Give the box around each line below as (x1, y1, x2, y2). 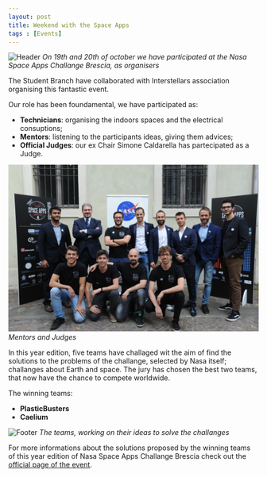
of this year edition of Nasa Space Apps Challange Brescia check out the (8, 451, 246, 460)
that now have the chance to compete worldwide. (8, 373, 171, 383)
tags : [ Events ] (8, 29, 62, 37)
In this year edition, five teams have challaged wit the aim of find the (8, 348, 232, 357)
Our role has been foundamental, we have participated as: (8, 100, 199, 110)
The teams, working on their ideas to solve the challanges (39, 427, 230, 437)
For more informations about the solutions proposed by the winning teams (8, 443, 251, 452)
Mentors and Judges (8, 332, 77, 341)
